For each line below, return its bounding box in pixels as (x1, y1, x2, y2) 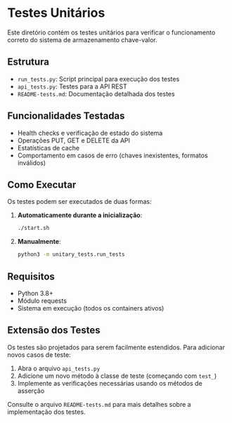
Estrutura (7, 56, 50, 68)
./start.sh (17, 225, 50, 232)
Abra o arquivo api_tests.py (17, 364, 101, 372)
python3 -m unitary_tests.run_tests (17, 251, 125, 258)
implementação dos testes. (7, 408, 86, 416)
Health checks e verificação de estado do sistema (17, 129, 163, 137)
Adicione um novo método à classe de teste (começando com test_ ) (17, 371, 217, 380)
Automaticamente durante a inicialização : (17, 211, 143, 219)
